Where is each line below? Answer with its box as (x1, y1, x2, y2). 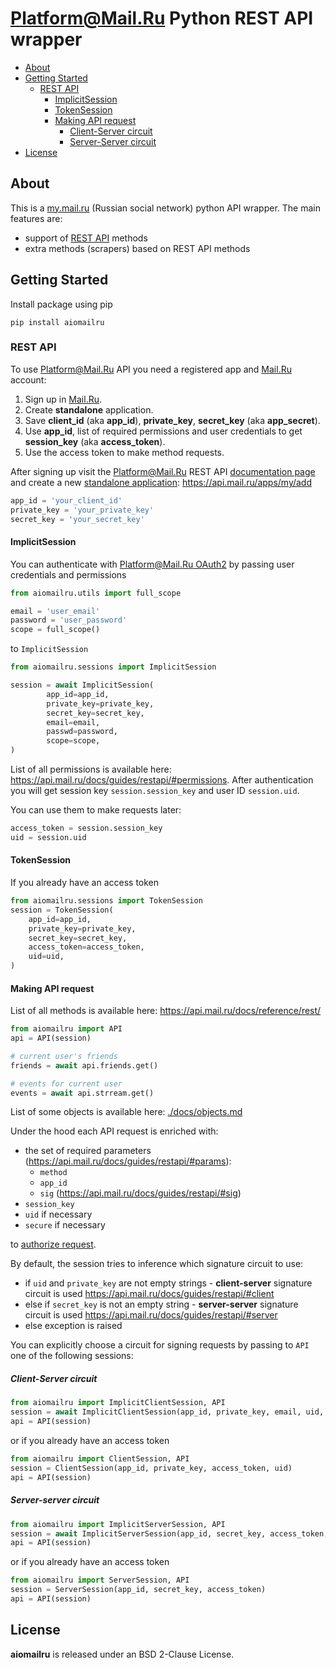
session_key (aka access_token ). (24, 435, 166, 447)
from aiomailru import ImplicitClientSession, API (10, 1398, 226, 1408)
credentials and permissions (10, 568, 127, 581)
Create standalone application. (24, 403, 154, 416)
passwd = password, (46, 727, 118, 737)
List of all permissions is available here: (10, 763, 172, 776)
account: (10, 373, 47, 386)
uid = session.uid (10, 832, 87, 842)
